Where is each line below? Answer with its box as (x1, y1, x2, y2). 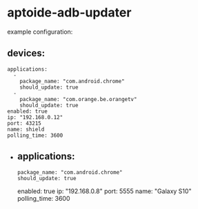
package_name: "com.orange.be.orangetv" (19, 96, 137, 102)
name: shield (7, 126, 45, 133)
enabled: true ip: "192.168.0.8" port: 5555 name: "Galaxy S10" (17, 187, 192, 195)
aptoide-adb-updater (7, 5, 132, 21)
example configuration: (7, 27, 73, 36)
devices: (7, 47, 46, 59)
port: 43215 (7, 120, 41, 126)
